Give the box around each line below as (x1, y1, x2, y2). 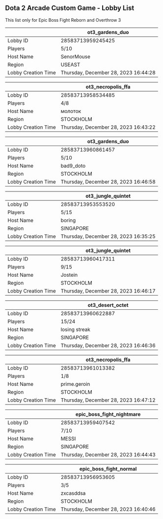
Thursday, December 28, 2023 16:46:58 (60, 178, 156, 185)
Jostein (60, 271, 78, 278)
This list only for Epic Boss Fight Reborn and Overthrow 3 (5, 17, 121, 23)
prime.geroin (60, 380, 90, 387)
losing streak (60, 326, 91, 333)
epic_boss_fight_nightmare (75, 410, 141, 417)
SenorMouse (60, 53, 91, 60)
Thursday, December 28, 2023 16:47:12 (60, 397, 156, 404)
